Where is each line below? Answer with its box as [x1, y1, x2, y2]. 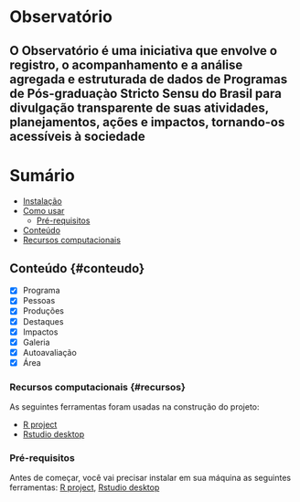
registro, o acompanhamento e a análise [9, 57, 243, 72]
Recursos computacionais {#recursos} [9, 380, 186, 393]
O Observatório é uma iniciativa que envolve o [9, 43, 277, 59]
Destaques [22, 315, 64, 326]
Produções [22, 305, 64, 316]
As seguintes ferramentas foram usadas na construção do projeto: [9, 401, 260, 412]
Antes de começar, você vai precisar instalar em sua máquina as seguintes [9, 473, 291, 484]
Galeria [22, 336, 50, 347]
